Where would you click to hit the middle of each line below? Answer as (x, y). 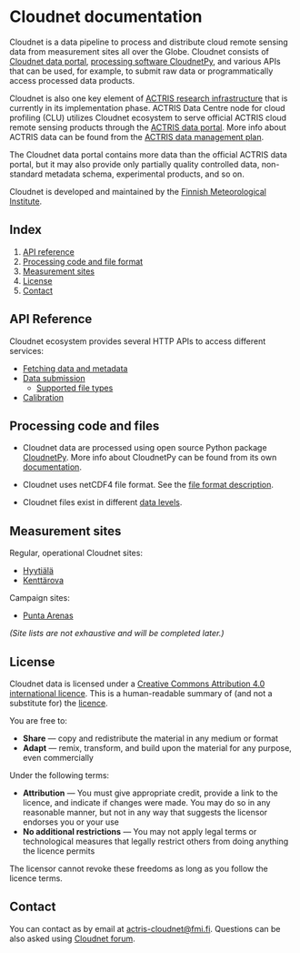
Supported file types (75, 388)
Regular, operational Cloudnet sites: (76, 553)
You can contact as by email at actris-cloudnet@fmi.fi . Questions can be (145, 928)
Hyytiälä (38, 571)
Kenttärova (43, 581)
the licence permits (59, 851)
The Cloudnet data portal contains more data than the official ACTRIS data (149, 154)
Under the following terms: (60, 775)
